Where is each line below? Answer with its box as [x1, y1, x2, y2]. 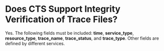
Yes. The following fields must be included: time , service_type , [5, 30, 134, 36]
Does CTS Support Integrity [5, 3, 121, 15]
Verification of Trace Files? [5, 14, 118, 25]
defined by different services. [5, 40, 65, 46]
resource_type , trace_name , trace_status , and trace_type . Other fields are [5, 35, 159, 41]
